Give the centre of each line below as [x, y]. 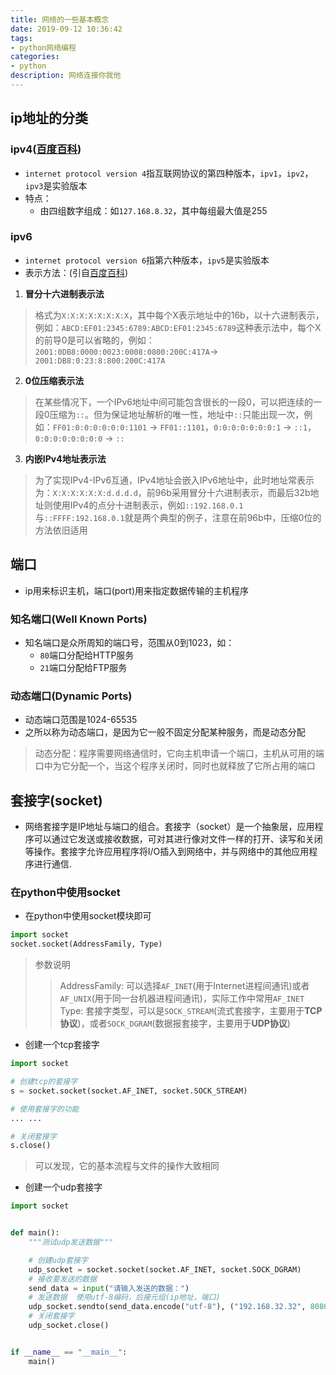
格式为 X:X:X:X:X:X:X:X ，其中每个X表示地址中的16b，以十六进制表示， [179, 315]
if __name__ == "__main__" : [69, 1352]
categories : [35, 57]
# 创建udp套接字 [58, 1260]
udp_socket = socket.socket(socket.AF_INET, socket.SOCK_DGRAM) [165, 1269]
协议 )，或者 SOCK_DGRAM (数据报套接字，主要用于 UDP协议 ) [175, 1023]
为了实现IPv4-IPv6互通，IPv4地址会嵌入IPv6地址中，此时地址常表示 [174, 480]
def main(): [35, 1233]
